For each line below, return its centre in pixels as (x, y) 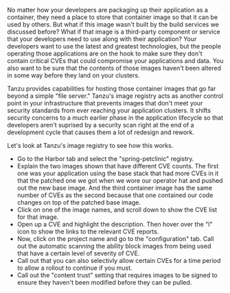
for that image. (38, 217)
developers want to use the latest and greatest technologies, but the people (114, 46)
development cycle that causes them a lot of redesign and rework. (101, 132)
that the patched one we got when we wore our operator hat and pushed (120, 180)
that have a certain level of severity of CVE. (78, 253)
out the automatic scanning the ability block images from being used (114, 246)
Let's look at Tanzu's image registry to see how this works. (90, 145)
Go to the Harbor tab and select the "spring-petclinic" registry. (105, 159)
